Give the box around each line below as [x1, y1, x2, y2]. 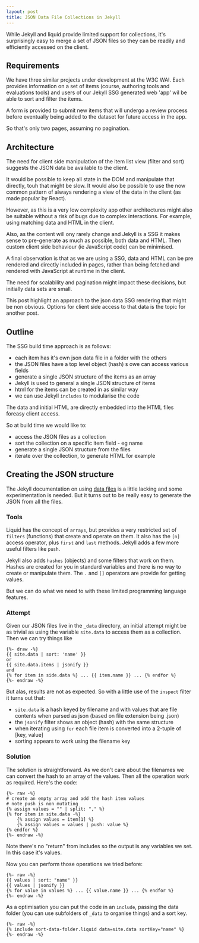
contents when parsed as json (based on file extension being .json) [14, 712, 179, 719]
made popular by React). [6, 195, 67, 202]
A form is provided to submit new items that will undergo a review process [6, 107, 188, 114]
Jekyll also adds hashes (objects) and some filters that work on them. [6, 557, 175, 564]
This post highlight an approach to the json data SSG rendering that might [6, 297, 187, 304]
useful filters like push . [6, 545, 61, 553]
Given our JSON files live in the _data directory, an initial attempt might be [6, 622, 187, 629]
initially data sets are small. [6, 286, 72, 293]
